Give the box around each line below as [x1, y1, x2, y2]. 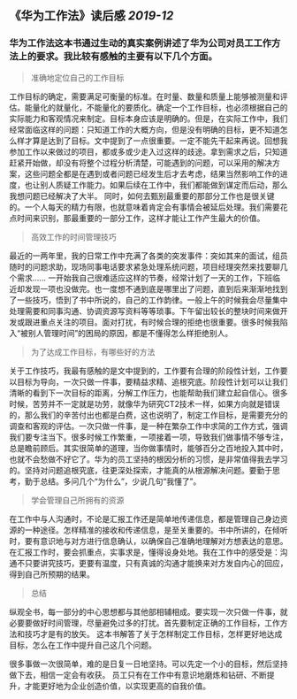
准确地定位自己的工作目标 [30, 72, 125, 82]
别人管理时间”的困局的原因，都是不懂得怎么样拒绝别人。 [27, 327, 233, 338]
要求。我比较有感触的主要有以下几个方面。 [36, 50, 218, 63]
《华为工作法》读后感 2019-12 [9, 8, 174, 24]
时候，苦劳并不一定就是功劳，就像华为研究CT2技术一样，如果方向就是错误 [9, 398, 280, 409]
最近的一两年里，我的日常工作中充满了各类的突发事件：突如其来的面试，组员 [9, 250, 288, 261]
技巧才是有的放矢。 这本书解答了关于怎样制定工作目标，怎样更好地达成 [24, 628, 283, 639]
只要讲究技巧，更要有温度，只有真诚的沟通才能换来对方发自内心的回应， [24, 557, 288, 568]
